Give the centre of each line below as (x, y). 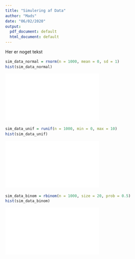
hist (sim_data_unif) (27, 134)
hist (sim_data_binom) (28, 201)
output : (13, 26)
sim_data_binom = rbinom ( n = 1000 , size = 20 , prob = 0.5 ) (68, 196)
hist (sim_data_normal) (29, 67)
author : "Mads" (21, 16)
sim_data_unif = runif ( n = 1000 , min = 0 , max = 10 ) (61, 128)
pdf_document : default (33, 32)
